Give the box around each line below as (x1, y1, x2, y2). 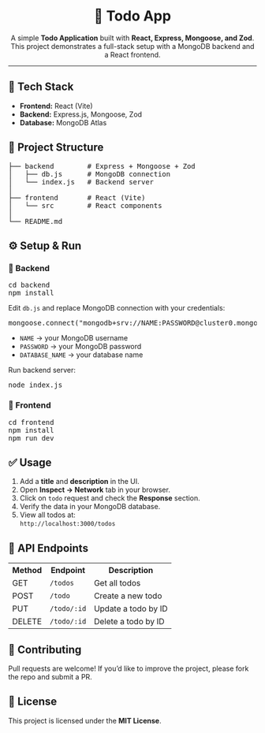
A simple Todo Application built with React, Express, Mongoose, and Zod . (10, 33, 255, 43)
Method (12, 565, 43, 576)
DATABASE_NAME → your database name (19, 350, 144, 359)
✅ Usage (8, 456, 52, 469)
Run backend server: (8, 366, 77, 375)
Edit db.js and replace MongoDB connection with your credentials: (8, 303, 226, 313)
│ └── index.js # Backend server (8, 177, 155, 186)
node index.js (8, 381, 63, 389)
